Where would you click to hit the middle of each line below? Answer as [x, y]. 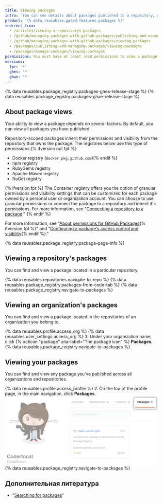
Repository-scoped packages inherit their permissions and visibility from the [81, 138]
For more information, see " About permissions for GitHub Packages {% [75, 223]
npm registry [25, 163]
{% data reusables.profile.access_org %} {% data [55, 331]
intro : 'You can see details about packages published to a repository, [80, 15]
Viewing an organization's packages [61, 305]
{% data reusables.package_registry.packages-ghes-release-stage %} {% [80, 91]
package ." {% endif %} [28, 214]
